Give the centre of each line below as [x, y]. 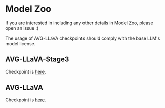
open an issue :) [22, 28]
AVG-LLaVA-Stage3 [37, 60]
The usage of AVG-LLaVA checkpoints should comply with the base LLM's [83, 38]
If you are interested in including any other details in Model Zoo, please [79, 23]
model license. [20, 43]
